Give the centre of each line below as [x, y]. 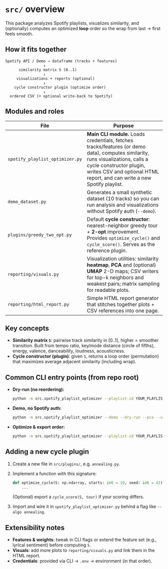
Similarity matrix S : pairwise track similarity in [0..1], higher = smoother [85, 340]
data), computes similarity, [118, 153]
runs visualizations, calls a [117, 159]
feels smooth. [19, 34]
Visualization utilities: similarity [123, 258]
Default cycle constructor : [118, 219]
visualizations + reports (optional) [55, 79]
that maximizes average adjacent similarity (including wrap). [74, 362]
